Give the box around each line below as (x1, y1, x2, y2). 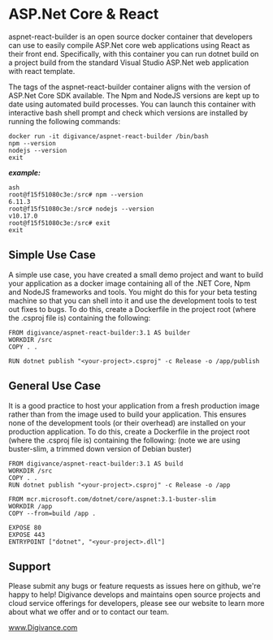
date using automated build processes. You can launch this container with (8, 99, 256, 109)
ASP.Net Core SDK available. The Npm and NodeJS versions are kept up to (8, 90, 260, 100)
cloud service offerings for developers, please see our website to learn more (8, 599, 265, 608)
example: (8, 167, 41, 177)
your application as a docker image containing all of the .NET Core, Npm (8, 278, 250, 288)
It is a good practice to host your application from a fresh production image (8, 400, 260, 410)
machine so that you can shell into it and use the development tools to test (8, 296, 258, 305)
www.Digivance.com (8, 623, 78, 633)
